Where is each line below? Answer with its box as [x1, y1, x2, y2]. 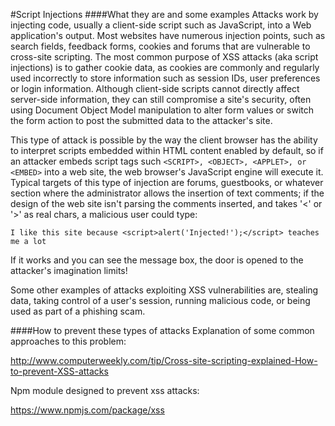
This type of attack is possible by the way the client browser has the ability [10, 134, 318, 146]
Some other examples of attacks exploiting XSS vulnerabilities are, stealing [10, 284, 319, 296]
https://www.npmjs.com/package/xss [10, 404, 165, 416]
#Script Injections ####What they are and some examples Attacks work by [10, 9, 319, 20]
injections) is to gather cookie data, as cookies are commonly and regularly [10, 62, 320, 73]
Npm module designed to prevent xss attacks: [10, 385, 200, 396]
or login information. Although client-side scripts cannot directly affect [10, 83, 300, 94]
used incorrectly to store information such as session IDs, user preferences [10, 72, 321, 84]
